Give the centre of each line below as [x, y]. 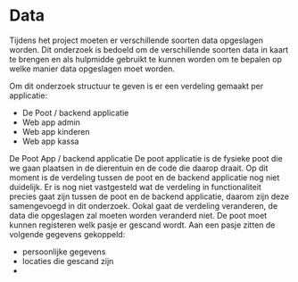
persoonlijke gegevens [64, 252]
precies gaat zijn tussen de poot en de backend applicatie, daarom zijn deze [149, 196]
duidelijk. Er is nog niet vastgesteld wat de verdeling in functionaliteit [135, 187]
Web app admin [51, 122]
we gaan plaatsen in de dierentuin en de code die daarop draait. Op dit [139, 168]
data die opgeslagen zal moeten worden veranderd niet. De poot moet [138, 215]
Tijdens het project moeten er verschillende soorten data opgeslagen [136, 40]
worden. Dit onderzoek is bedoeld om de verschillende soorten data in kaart [149, 49]
